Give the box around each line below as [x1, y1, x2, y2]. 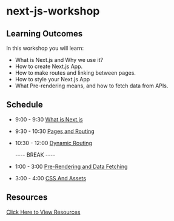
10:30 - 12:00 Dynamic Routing [15, 139, 93, 146]
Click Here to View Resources [6, 208, 81, 216]
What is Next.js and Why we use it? [15, 56, 104, 63]
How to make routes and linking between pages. [15, 69, 136, 76]
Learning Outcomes [6, 29, 83, 39]
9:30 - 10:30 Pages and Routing [15, 127, 95, 135]
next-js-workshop [6, 4, 100, 18]
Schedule [6, 100, 44, 110]
